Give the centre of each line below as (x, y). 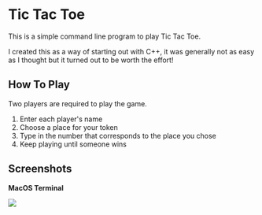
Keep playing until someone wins (73, 144)
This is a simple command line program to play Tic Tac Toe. (105, 36)
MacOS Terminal (36, 187)
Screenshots (40, 169)
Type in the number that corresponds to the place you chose (118, 135)
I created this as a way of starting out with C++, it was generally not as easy (131, 51)
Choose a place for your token (68, 127)
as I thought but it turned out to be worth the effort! (91, 60)
